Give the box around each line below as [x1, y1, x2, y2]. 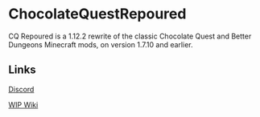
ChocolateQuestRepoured [8, 5, 187, 23]
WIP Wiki [8, 99, 39, 109]
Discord [8, 84, 35, 94]
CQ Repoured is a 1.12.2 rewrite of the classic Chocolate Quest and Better [8, 31, 252, 41]
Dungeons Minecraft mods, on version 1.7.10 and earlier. [8, 39, 193, 49]
